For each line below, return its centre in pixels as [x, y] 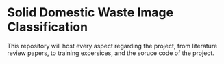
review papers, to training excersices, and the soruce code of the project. [111, 53]
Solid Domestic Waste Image [90, 13]
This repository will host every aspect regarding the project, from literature [112, 46]
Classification [47, 27]
